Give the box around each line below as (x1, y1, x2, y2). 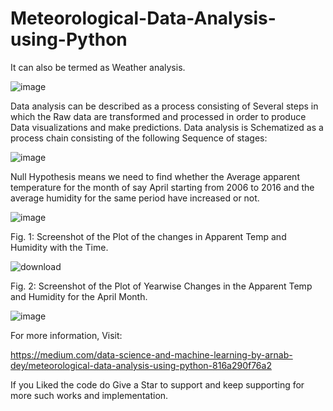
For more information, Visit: (10, 329, 123, 341)
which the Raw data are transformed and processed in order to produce (10, 110, 307, 122)
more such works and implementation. (10, 389, 169, 401)
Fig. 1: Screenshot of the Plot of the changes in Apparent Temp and (10, 230, 287, 242)
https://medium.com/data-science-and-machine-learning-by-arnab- (10, 348, 293, 361)
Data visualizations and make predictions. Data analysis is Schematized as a (10, 121, 324, 133)
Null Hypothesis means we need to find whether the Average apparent (10, 170, 300, 182)
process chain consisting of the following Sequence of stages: (10, 132, 268, 144)
